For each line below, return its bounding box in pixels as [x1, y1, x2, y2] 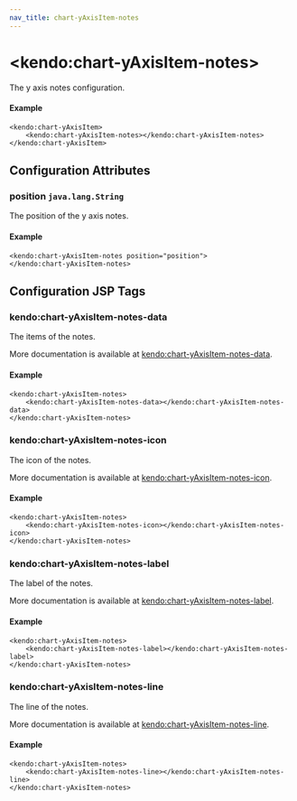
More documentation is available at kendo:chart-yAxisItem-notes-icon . [9, 471, 273, 483]
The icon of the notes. [9, 454, 92, 465]
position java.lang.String [9, 191, 125, 203]
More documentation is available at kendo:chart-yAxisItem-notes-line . [9, 719, 270, 730]
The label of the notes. [9, 578, 93, 589]
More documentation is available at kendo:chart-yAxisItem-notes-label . [9, 595, 274, 606]
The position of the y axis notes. [9, 210, 129, 221]
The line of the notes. [9, 701, 88, 712]
